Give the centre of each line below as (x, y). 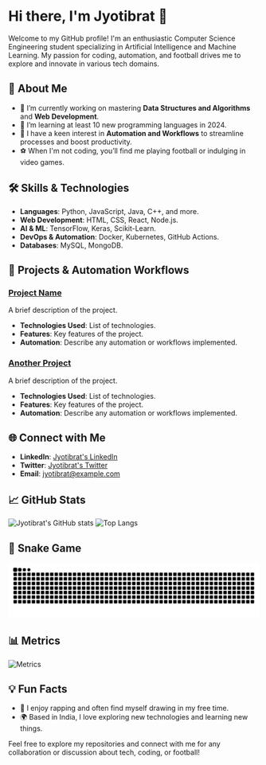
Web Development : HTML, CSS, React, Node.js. (99, 220)
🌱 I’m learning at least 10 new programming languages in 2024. (123, 125)
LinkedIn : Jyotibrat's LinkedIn (68, 457)
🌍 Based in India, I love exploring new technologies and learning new (134, 717)
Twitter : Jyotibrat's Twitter (64, 466)
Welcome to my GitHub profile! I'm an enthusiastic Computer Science (122, 38)
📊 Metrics (35, 641)
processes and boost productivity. (76, 142)
